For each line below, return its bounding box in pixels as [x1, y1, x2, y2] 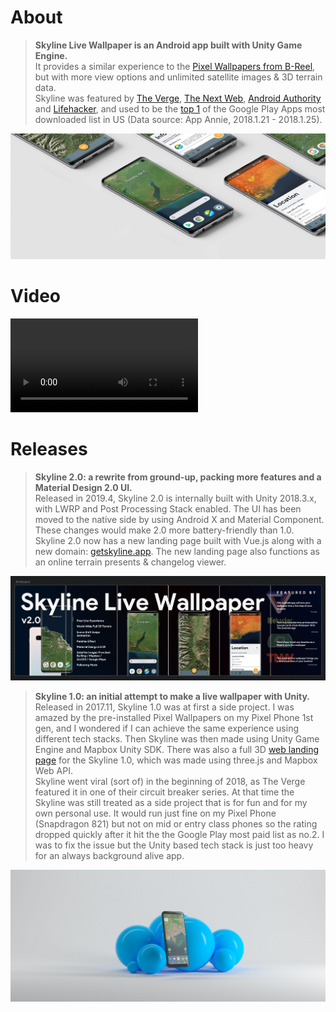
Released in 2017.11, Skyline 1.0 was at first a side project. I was [34, 701, 295, 713]
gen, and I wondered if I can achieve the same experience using [34, 722, 300, 735]
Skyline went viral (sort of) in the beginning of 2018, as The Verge [34, 776, 306, 788]
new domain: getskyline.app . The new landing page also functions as [34, 546, 320, 558]
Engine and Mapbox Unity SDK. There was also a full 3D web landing [34, 744, 320, 756]
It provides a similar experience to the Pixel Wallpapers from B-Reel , [34, 60, 316, 72]
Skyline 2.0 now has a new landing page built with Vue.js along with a [34, 535, 322, 547]
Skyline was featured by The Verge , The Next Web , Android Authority [34, 92, 322, 104]
